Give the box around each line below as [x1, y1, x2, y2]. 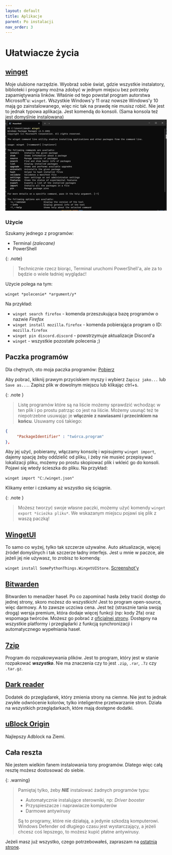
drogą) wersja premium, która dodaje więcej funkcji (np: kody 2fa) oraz [5, 610, 155, 616]
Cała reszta [5, 748, 42, 757]
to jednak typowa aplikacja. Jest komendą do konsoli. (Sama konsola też [5, 108, 158, 115]
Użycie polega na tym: [5, 281, 53, 287]
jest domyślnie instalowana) [5, 114, 64, 120]
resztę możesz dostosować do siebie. [5, 767, 85, 773]
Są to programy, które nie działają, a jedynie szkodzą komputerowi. [17, 818, 159, 824]
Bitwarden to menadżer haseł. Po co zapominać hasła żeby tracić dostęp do [5, 593, 166, 600]
